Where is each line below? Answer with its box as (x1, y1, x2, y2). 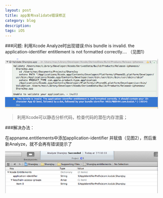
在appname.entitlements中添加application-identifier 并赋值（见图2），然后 (5, 135, 153, 141)
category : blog (5, 18, 36, 23)
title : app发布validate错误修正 (5, 13, 66, 18)
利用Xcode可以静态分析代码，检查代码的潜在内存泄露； (16, 115, 128, 120)
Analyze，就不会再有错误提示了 (9, 141, 72, 147)
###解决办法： (5, 125, 35, 131)
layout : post (5, 8, 32, 13)
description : (5, 23, 32, 28)
